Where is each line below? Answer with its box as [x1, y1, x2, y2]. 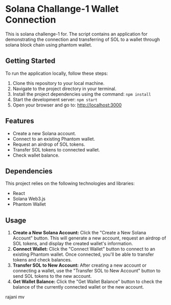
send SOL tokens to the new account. [12, 273, 92, 279]
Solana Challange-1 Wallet [5, 3, 119, 15]
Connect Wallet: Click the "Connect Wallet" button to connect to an [12, 246, 156, 252]
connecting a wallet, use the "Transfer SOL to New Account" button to [12, 268, 161, 274]
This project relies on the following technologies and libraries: [5, 180, 135, 187]
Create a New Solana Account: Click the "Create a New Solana [12, 230, 146, 236]
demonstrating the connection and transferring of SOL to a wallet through [5, 36, 160, 42]
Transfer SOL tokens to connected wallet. [12, 146, 101, 152]
